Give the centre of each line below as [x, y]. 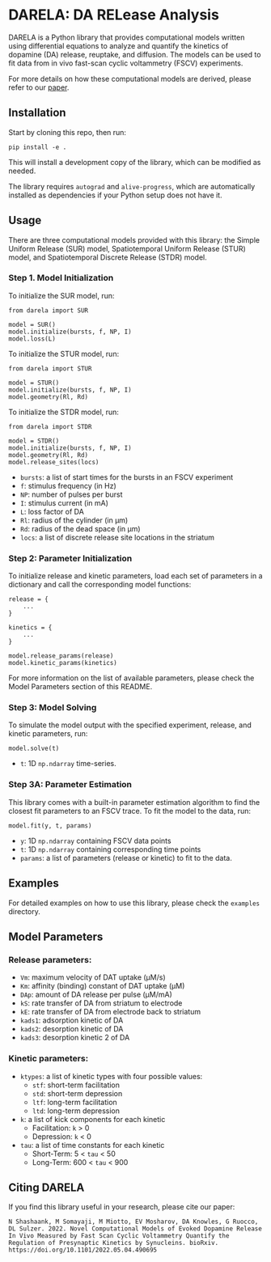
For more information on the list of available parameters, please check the [131, 678]
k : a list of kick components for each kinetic [93, 1119]
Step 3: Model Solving [53, 708]
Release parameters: [50, 959]
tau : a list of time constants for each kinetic [92, 1145]
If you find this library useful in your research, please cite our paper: [122, 1207]
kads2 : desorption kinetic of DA [72, 1029]
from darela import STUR [50, 368]
